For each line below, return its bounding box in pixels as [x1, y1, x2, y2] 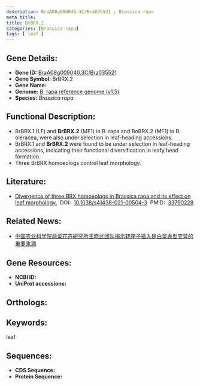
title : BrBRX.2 [6, 20, 44, 26]
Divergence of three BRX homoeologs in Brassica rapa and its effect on [14, 192, 191, 200]
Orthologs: [6, 297, 48, 308]
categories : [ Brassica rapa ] [6, 25, 79, 32]
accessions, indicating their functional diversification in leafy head [14, 146, 178, 154]
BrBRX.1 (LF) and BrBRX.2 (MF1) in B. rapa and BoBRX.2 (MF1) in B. [14, 127, 181, 134]
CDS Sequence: [14, 367, 56, 374]
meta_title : [6, 14, 36, 20]
